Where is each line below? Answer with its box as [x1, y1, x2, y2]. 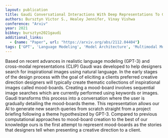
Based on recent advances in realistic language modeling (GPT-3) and [5, 58, 150, 64]
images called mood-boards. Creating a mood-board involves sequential [5, 84, 155, 90]
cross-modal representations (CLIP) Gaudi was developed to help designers [5, 63, 162, 69]
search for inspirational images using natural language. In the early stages [5, 68, 157, 75]
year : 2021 [5, 26, 28, 31]
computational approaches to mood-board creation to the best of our [5, 116, 147, 122]
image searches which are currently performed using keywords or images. [5, 90, 159, 96]
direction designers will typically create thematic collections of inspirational [5, 79, 160, 85]
